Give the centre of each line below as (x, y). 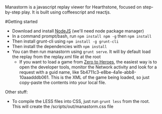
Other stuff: (16, 92)
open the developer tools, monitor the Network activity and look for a (88, 67)
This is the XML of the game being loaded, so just (100, 77)
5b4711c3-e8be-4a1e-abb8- (108, 72)
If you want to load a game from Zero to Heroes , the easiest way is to (88, 62)
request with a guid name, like (49, 72)
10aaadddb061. (34, 77)
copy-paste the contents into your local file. (63, 82)
